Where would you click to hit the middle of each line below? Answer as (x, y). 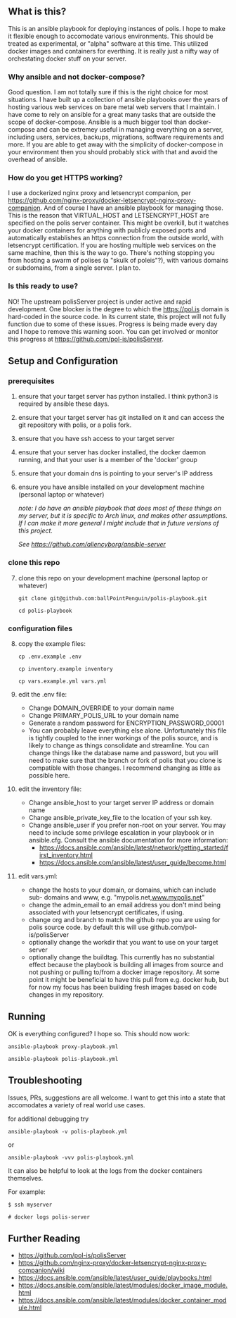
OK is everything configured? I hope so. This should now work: (99, 1033)
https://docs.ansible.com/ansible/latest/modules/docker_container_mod (122, 1300)
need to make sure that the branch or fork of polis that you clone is (125, 760)
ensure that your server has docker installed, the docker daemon (112, 452)
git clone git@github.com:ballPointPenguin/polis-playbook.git (113, 598)
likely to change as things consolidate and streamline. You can (119, 745)
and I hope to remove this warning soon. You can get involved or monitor (113, 331)
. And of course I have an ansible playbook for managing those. (132, 208)
